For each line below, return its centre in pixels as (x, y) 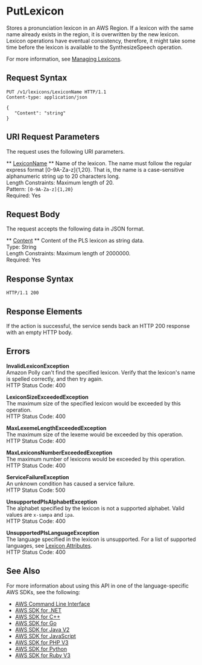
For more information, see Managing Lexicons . (64, 59)
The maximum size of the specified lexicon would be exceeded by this (93, 403)
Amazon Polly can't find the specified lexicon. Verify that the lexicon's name (101, 372)
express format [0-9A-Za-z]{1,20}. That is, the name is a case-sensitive (95, 169)
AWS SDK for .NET (38, 610)
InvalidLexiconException (38, 366)
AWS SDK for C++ (37, 617)
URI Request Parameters (53, 137)
